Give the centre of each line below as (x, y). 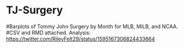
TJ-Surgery (34, 10)
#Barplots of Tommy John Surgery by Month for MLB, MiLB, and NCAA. (92, 26)
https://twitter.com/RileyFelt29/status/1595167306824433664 (81, 39)
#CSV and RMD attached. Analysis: (48, 32)
